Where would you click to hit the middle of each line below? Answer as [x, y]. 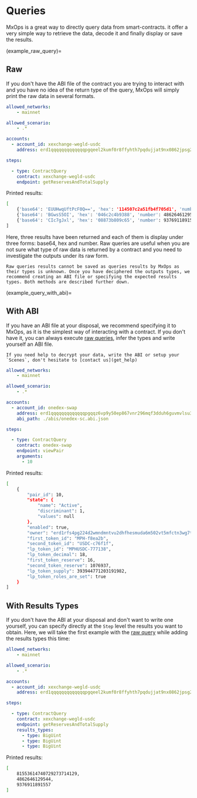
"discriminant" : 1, [61, 511]
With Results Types [43, 606]
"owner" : [38, 533]
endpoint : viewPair [40, 451]
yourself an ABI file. [30, 344]
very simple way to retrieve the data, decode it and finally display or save [94, 33]
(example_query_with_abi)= [39, 292]
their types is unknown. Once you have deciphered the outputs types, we [98, 271]
